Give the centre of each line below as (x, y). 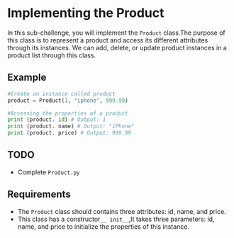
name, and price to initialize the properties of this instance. (104, 226)
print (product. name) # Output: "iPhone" (71, 126)
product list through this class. (52, 55)
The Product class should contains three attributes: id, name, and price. (122, 211)
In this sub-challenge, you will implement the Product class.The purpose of (116, 33)
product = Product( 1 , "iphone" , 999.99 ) (68, 101)
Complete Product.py (49, 172)
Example (27, 78)
